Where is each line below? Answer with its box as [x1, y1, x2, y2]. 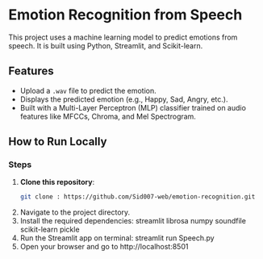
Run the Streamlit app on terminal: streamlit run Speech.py [19, 233, 215, 243]
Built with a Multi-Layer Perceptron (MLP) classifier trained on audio [19, 102, 246, 112]
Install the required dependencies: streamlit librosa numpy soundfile [19, 216, 246, 226]
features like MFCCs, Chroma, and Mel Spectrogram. [19, 111, 196, 121]
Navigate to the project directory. [19, 207, 131, 217]
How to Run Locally [8, 135, 107, 148]
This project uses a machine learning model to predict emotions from [8, 32, 238, 42]
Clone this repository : [19, 178, 95, 187]
